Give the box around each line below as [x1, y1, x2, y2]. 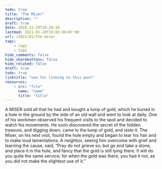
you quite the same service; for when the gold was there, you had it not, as [5, 153, 155, 159]
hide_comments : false [5, 52, 49, 57]
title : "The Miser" [5, 12, 45, 17]
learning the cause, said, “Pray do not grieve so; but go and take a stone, [5, 143, 151, 149]
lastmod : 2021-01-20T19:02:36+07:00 [5, 30, 79, 35]
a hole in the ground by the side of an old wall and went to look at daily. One [5, 112, 157, 117]
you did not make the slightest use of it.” [5, 158, 86, 164]
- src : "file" [14, 84, 42, 89]
